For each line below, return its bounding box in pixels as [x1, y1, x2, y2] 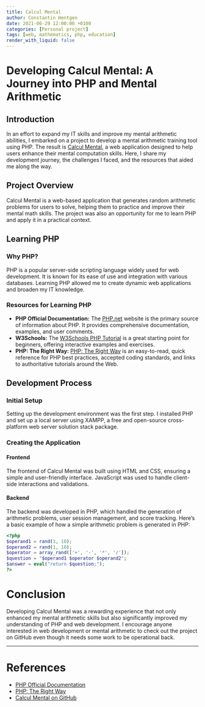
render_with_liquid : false [6, 37, 75, 43]
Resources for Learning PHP [6, 301, 92, 309]
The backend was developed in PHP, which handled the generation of [6, 508, 182, 515]
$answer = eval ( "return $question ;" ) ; [6, 561, 105, 568]
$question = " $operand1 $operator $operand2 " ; [6, 555, 127, 561]
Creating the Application [6, 439, 81, 447]
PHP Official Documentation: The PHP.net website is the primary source [15, 314, 199, 322]
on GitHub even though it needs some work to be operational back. [6, 634, 175, 641]
